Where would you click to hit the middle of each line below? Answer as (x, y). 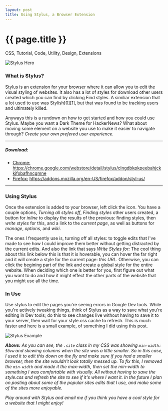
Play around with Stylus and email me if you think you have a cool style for (82, 398)
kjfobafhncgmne (29, 173)
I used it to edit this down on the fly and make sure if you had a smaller (78, 356)
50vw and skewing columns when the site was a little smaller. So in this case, (84, 351)
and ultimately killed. (26, 108)
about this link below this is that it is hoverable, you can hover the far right (81, 254)
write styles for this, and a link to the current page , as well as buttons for (80, 223)
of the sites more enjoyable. (34, 388)
